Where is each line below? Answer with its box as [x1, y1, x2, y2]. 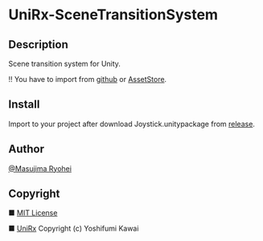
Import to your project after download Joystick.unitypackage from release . [8, 119, 256, 129]
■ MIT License [8, 208, 58, 218]
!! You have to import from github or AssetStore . [8, 75, 167, 84]
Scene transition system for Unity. [8, 59, 121, 68]
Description [8, 38, 68, 51]
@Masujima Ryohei [8, 163, 72, 174]
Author [8, 142, 44, 156]
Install [8, 98, 40, 112]
